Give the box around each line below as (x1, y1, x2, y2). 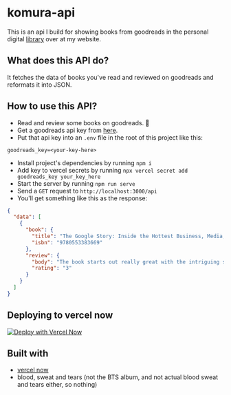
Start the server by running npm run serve (16, 179, 135, 187)
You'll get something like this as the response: (16, 194, 148, 202)
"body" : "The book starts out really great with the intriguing (32, 258, 220, 266)
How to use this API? (7, 100, 98, 112)
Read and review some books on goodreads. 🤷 (16, 118, 150, 127)
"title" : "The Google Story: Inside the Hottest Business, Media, (32, 233, 226, 240)
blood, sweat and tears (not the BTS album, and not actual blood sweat (16, 373, 219, 381)
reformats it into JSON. (7, 81, 72, 89)
